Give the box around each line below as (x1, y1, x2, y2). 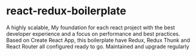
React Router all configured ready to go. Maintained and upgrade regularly (6, 43, 189, 50)
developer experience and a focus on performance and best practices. (6, 30, 180, 37)
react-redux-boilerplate (6, 4, 127, 18)
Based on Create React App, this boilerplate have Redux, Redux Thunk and (6, 36, 190, 43)
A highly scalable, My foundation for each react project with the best (6, 24, 175, 31)
